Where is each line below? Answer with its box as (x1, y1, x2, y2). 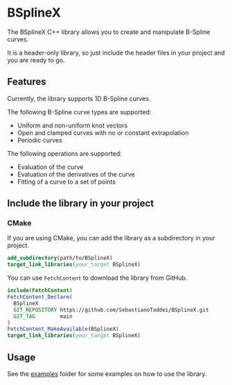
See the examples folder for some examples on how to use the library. (7, 370, 207, 378)
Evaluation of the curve (17, 163, 84, 171)
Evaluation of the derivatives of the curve (17, 170, 135, 178)
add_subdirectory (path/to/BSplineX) (7, 255, 113, 262)
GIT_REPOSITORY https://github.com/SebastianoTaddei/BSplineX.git (13, 306, 209, 313)
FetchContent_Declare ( (7, 294, 73, 301)
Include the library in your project (7, 197, 154, 209)
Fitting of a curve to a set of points (17, 177, 116, 186)
